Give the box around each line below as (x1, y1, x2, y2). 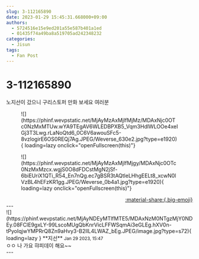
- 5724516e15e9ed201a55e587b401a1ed (11, 25, 102, 31)
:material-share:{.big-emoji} (125, 196, 193, 203)
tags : (6, 47, 20, 53)
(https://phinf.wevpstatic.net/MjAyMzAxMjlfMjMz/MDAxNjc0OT (21, 116, 176, 124)
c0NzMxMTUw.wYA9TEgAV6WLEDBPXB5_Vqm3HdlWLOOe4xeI (21, 122, 178, 130)
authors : (6, 20, 28, 25)
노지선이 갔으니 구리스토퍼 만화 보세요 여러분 (6, 98, 110, 105)
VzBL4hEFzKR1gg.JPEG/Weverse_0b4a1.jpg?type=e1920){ (21, 178, 164, 185)
